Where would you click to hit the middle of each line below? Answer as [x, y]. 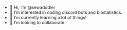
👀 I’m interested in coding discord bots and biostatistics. [66, 12]
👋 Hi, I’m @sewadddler [32, 7]
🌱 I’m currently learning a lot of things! [48, 17]
